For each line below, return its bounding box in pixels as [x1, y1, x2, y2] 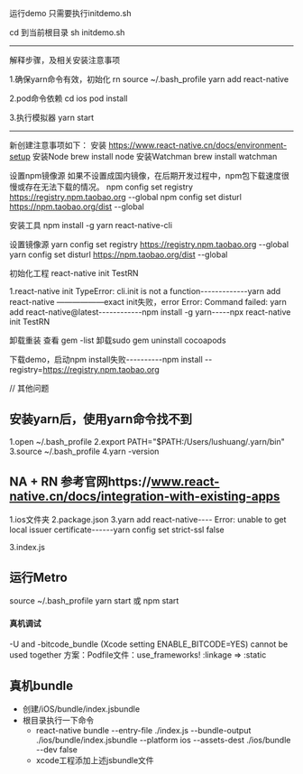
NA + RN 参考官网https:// [9, 475, 151, 490]
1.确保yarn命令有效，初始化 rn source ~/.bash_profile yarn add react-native [9, 74, 289, 84]
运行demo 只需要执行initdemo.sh [9, 8, 132, 18]
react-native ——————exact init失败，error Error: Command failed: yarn [9, 297, 287, 307]
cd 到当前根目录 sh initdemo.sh [9, 27, 125, 38]
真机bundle [9, 678, 74, 694]
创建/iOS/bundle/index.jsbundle [22, 704, 141, 714]
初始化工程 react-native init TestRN [9, 268, 139, 278]
